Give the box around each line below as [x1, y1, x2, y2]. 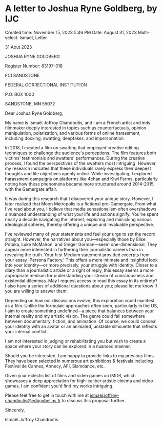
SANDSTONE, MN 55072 [5, 101, 55, 106]
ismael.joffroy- [90, 392, 120, 398]
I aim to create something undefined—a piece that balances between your [5, 308, 154, 314]
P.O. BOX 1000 [5, 91, 35, 97]
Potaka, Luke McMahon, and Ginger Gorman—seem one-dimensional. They [5, 241, 158, 247]
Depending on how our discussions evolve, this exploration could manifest [5, 297, 155, 303]
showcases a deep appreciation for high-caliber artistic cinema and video [5, 378, 153, 384]
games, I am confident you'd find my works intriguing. [5, 383, 114, 388]
